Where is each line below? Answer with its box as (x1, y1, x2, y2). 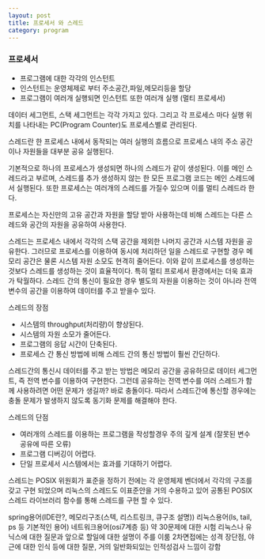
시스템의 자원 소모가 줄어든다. (19, 329, 112, 338)
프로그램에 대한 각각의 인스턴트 (19, 73, 115, 83)
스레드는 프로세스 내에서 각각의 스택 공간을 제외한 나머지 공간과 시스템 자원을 (8, 236, 245, 246)
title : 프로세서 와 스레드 (8, 19, 84, 27)
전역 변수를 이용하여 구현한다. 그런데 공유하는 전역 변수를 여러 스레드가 (26, 376, 244, 385)
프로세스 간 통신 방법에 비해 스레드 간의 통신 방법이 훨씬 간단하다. (19, 349, 220, 358)
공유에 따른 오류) (19, 439, 71, 448)
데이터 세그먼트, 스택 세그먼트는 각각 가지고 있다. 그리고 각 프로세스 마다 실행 (8, 110, 244, 119)
